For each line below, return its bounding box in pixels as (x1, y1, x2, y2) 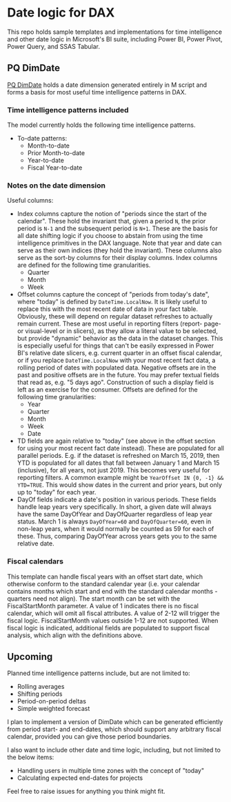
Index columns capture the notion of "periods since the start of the (17, 210, 207, 218)
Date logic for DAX (7, 5, 115, 21)
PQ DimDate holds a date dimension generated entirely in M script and (7, 81, 208, 89)
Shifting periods (17, 690, 63, 698)
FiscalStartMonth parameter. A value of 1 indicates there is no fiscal (7, 601, 199, 610)
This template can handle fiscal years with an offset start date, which (7, 572, 203, 581)
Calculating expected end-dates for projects (17, 774, 143, 782)
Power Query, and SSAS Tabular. (7, 42, 101, 50)
